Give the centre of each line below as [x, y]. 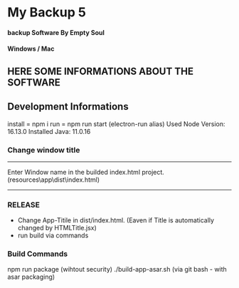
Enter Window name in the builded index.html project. [86, 172]
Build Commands [38, 254]
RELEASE [24, 205]
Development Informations [68, 107]
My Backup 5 [47, 12]
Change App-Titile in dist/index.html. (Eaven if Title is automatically [116, 220]
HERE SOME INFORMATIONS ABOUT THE [101, 71]
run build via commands [53, 235]
